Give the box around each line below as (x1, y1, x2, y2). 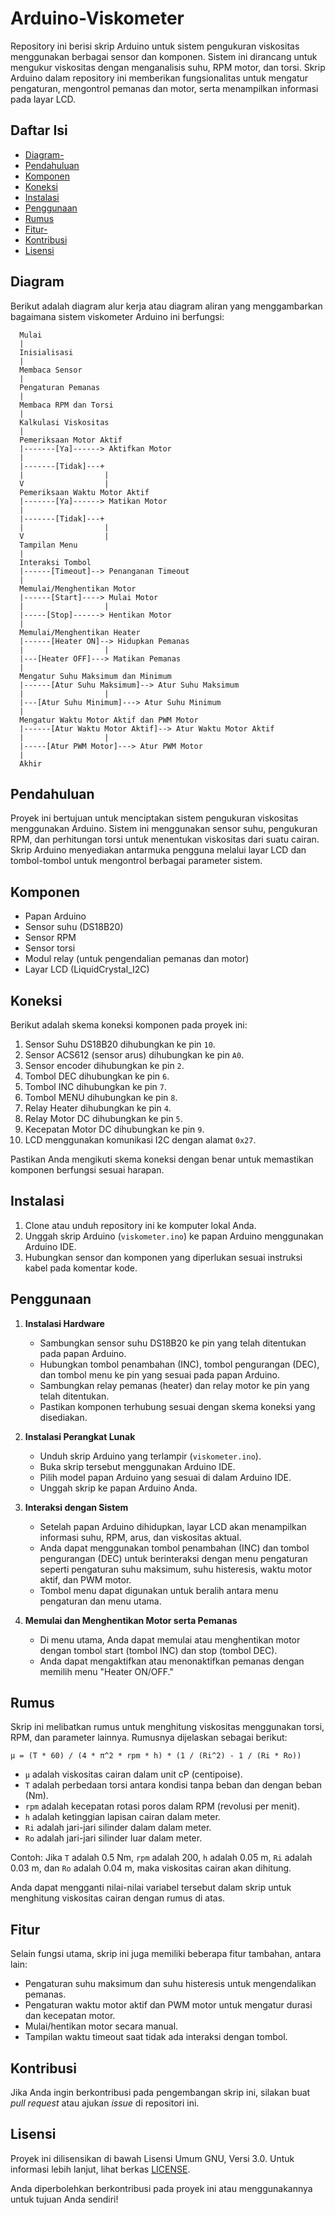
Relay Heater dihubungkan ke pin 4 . (24, 1102, 172, 1114)
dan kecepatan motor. (24, 2010, 116, 2022)
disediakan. (39, 1411, 88, 1423)
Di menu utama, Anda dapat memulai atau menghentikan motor (39, 1633, 301, 1646)
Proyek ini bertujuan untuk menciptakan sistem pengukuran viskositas (10, 812, 299, 824)
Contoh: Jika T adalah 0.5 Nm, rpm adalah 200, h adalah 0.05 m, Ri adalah (10, 1852, 313, 1864)
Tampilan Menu (19, 540, 78, 550)
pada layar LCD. (10, 93, 77, 105)
